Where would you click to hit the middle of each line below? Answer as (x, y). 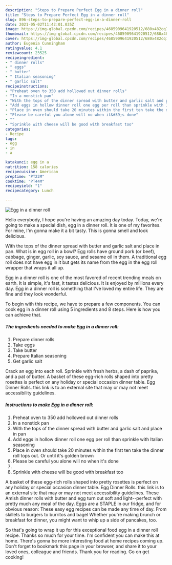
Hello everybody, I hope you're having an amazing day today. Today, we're (84, 220)
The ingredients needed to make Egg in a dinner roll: (62, 326)
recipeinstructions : (27, 86)
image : (12, 29)
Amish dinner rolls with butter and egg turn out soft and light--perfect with (84, 498)
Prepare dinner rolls (34, 339)
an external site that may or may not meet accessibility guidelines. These (82, 493)
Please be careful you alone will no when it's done (66, 461)
